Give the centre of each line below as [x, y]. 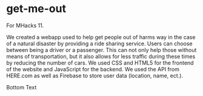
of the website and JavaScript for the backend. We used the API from [93, 69]
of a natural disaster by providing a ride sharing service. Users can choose [99, 43]
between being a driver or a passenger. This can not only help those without [101, 50]
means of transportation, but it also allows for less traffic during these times [101, 56]
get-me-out [36, 9]
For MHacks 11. [25, 25]
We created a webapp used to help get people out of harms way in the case [101, 37]
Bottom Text [22, 87]
